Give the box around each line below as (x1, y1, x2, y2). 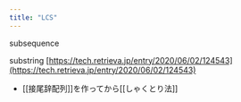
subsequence (9, 38, 60, 48)
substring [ (9, 55, 49, 65)
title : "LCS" (9, 13, 58, 22)
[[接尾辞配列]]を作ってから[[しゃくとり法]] (21, 82, 179, 94)
